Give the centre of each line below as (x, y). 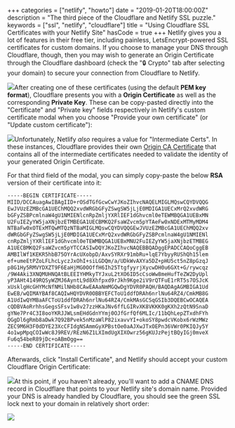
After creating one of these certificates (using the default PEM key (110, 87)
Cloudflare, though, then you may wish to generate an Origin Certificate (110, 55)
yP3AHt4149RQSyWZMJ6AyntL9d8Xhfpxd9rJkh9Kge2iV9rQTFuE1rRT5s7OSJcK (108, 280)
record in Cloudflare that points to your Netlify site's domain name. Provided (117, 389)
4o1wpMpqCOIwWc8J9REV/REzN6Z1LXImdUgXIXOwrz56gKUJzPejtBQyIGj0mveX (108, 333)
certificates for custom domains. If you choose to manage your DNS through (118, 47)
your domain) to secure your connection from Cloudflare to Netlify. (103, 73)
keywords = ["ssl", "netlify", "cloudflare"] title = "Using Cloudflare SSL (108, 25)
